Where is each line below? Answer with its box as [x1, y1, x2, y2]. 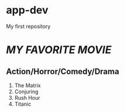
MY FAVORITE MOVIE [6, 43, 112, 57]
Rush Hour [14, 94, 41, 101]
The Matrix [14, 82, 41, 89]
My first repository [6, 23, 51, 30]
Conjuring [14, 88, 39, 95]
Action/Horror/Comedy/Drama [6, 66, 120, 76]
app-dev [6, 3, 48, 17]
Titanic [14, 100, 32, 107]
